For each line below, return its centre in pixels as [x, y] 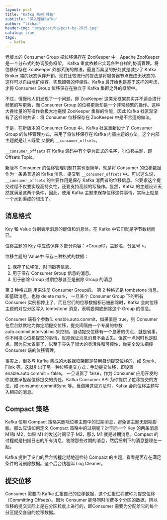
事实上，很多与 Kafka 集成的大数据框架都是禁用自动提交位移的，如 [73, 361]
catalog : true [20, 33]
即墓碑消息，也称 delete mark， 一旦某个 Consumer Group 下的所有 [74, 296]
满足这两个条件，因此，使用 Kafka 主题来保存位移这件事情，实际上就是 [86, 193]
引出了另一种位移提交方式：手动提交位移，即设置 [83, 367]
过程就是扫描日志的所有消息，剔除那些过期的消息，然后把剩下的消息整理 [79, 440]
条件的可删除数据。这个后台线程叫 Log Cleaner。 [55, 464]
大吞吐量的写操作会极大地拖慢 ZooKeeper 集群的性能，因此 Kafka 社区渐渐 [82, 111]
